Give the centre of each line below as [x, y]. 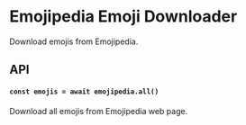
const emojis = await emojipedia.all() [84, 92]
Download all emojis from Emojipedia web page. [99, 111]
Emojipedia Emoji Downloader [123, 17]
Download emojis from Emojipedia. [74, 41]
